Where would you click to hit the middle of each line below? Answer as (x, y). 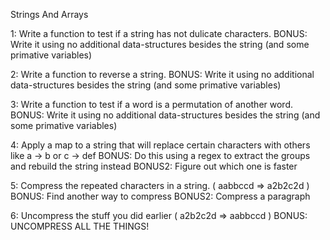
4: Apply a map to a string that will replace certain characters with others (160, 145)
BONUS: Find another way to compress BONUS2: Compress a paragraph (160, 196)
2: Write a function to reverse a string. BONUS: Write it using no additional (162, 74)
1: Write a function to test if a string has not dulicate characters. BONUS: (159, 33)
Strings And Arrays (49, 14)
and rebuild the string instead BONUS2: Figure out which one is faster (154, 166)
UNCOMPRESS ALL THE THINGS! (80, 226)
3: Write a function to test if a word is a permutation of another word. (151, 104)
